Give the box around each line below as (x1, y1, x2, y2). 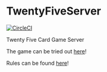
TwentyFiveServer (6, 4, 102, 18)
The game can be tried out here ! (6, 47, 87, 55)
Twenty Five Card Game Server (6, 36, 85, 43)
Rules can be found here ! (6, 59, 69, 67)
